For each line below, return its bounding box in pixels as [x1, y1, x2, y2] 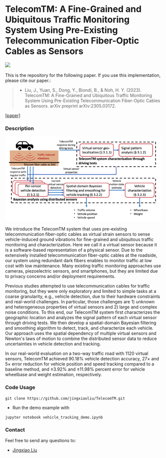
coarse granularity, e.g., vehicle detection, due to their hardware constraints [5, 293, 161, 299]
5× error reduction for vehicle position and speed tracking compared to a [5, 361, 155, 367]
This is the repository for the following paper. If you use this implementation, [5, 72, 161, 78]
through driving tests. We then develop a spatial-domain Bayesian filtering [5, 320, 157, 326]
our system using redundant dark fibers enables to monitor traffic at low [5, 258, 152, 264]
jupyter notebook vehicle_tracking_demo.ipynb [5, 415, 103, 420]
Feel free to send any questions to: [5, 437, 76, 443]
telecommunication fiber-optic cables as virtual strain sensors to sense [5, 231, 150, 237]
